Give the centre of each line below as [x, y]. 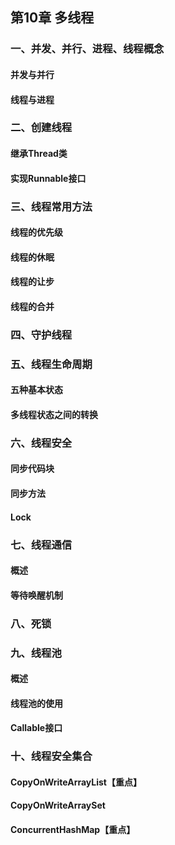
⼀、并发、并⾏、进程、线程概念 [87, 49]
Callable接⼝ [36, 728]
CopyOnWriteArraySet [58, 805]
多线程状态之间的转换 [54, 414]
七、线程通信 [41, 545]
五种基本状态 [36, 390]
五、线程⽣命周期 [51, 364]
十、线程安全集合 [51, 756]
